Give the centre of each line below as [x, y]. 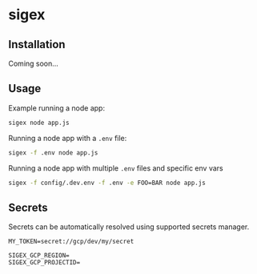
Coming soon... [33, 63]
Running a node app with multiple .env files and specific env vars [116, 168]
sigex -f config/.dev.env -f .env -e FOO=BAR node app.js [107, 183]
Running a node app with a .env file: [68, 138]
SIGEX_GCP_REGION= [39, 256]
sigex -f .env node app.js [53, 153]
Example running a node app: [57, 108]
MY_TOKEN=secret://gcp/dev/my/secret [71, 242]
